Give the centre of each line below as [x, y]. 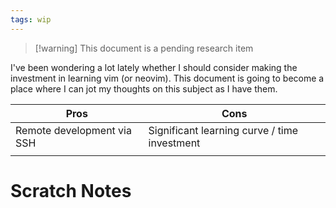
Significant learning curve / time [223, 130]
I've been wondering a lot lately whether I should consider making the [154, 67]
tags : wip [31, 19]
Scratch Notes [71, 190]
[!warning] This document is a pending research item [144, 48]
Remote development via [73, 130]
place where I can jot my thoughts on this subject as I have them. [144, 88]
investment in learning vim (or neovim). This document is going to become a [167, 78]
